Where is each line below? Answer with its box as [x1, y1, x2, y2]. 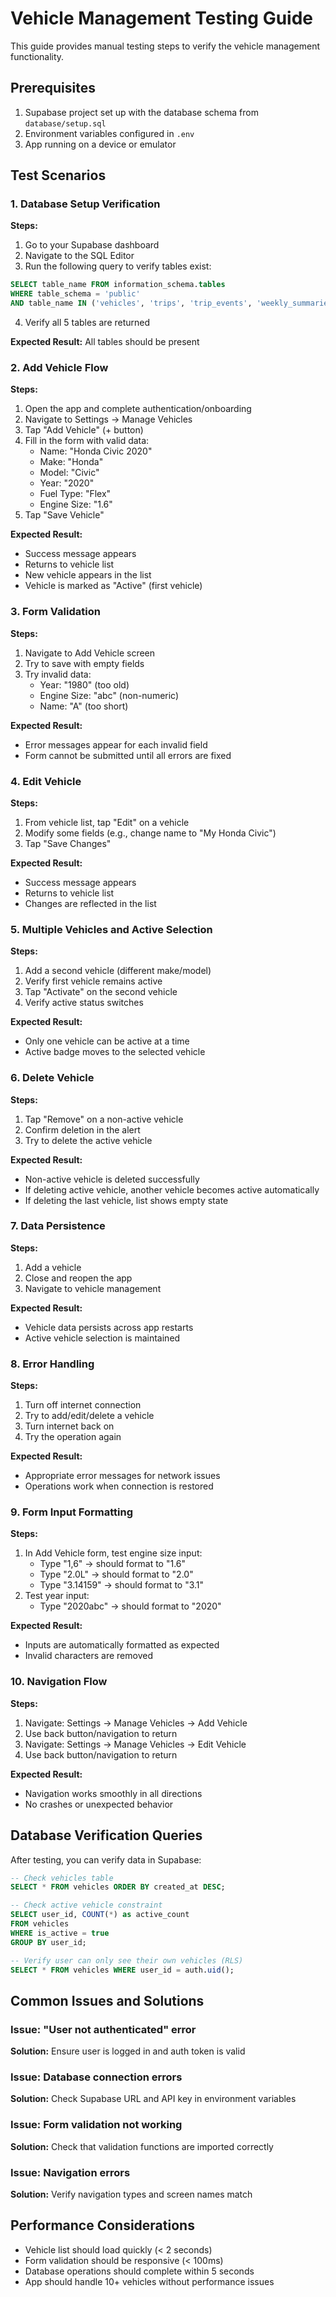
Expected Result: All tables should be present [10, 336, 200, 348]
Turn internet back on [24, 1420, 115, 1432]
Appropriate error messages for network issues [24, 1470, 221, 1482]
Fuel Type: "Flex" [39, 488, 112, 500]
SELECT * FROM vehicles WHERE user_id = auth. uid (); [10, 1965, 235, 1975]
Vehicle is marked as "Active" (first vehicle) [24, 580, 203, 592]
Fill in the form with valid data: [24, 435, 150, 447]
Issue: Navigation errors [10, 2165, 131, 2179]
